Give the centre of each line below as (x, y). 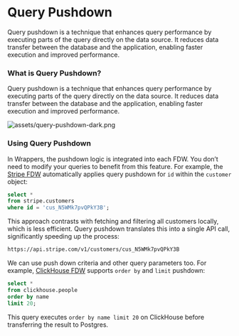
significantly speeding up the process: (63, 237)
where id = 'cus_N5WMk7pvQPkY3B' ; (59, 208)
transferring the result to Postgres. (58, 325)
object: (18, 181)
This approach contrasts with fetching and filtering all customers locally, (113, 222)
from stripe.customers (41, 201)
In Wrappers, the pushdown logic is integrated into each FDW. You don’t (113, 159)
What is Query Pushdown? (54, 73)
